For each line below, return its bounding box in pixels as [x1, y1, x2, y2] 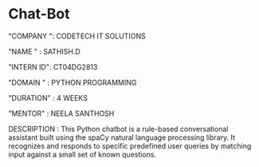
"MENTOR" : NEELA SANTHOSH [8, 109, 115, 118]
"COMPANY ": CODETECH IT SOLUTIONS [8, 31, 146, 41]
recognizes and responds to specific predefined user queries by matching [8, 141, 252, 150]
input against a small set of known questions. [8, 149, 157, 159]
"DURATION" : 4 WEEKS [8, 93, 88, 102]
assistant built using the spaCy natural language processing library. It [8, 133, 236, 142]
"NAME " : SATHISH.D [8, 46, 81, 56]
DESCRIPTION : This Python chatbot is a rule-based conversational [8, 124, 229, 133]
